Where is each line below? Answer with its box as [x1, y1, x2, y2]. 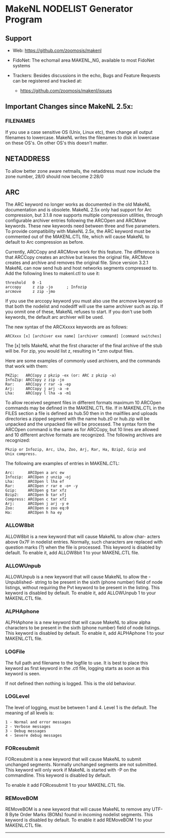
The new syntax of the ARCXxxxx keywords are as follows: [5, 324, 128, 330]
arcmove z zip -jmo [5, 289, 56, 294]
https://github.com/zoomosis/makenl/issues [20, 88, 112, 94]
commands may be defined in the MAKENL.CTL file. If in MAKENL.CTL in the [5, 405, 165, 411]
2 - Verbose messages [5, 724, 51, 729]
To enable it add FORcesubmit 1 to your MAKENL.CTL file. [5, 782, 125, 788]
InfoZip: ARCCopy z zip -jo [5, 377, 65, 383]
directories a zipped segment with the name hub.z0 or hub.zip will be [5, 416, 150, 422]
